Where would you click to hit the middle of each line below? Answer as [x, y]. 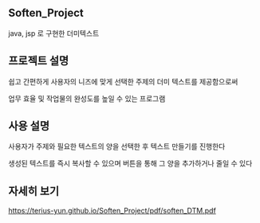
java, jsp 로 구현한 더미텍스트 [54, 33]
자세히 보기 [34, 191]
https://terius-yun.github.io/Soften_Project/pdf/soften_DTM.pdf [112, 211]
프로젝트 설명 [39, 61]
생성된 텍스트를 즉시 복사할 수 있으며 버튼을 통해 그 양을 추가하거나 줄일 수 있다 [130, 163]
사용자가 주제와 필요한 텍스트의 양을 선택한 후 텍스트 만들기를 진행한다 [117, 147]
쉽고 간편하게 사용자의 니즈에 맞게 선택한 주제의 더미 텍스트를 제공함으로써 [123, 81]
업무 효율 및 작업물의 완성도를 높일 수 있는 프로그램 [87, 98]
